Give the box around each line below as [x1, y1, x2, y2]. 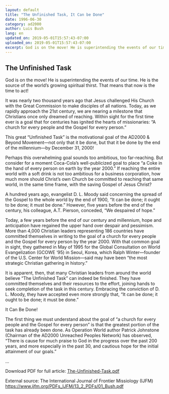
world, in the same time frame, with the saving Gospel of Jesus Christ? [5, 181, 152, 187]
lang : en [5, 31, 24, 36]
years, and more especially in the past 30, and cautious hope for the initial [5, 343, 158, 349]
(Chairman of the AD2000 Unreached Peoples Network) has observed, [5, 332, 152, 338]
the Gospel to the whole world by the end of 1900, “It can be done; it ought [5, 196, 160, 203]
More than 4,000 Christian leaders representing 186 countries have [5, 228, 144, 234]
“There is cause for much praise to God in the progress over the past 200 [5, 338, 157, 344]
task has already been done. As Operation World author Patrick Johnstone [5, 327, 159, 333]
